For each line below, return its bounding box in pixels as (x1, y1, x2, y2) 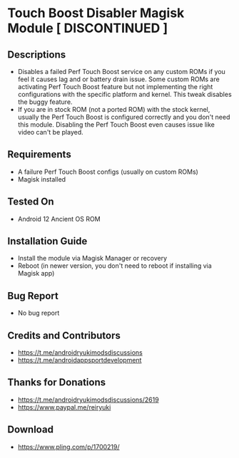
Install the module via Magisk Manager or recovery (17, 254, 168, 263)
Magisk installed (17, 175, 66, 183)
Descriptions (7, 48, 66, 61)
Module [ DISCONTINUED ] (7, 20, 168, 36)
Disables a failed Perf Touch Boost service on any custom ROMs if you (17, 68, 226, 76)
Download (7, 424, 54, 436)
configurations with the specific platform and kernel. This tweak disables (17, 90, 232, 98)
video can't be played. (17, 128, 83, 136)
